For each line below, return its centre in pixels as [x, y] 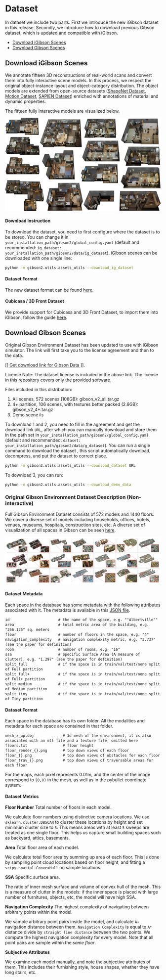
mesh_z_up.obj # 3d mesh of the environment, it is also [78, 736]
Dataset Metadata [24, 594]
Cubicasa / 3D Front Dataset [35, 301]
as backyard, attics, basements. [38, 838]
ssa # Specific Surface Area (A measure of [73, 655]
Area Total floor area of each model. [42, 847]
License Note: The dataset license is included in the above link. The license [82, 374]
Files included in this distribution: [39, 389]
